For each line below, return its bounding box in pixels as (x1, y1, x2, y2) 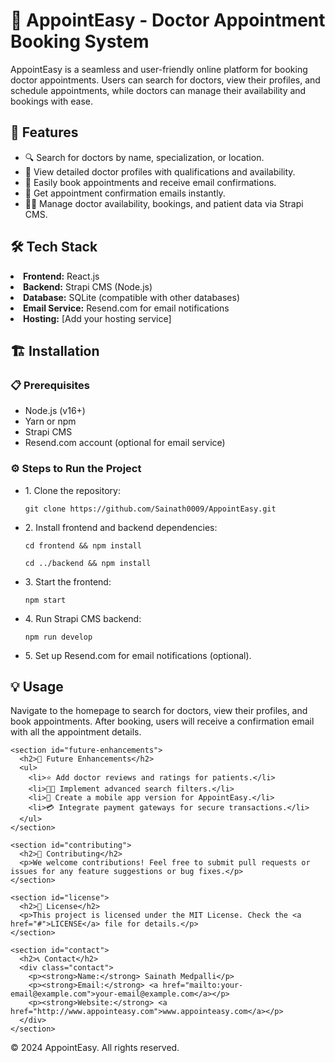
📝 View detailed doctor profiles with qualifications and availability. (24, 165, 296, 178)
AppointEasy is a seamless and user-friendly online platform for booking (10, 63, 308, 75)
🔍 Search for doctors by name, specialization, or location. (24, 151, 265, 163)
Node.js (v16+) (24, 405, 86, 417)
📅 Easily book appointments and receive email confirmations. (24, 176, 277, 188)
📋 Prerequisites (10, 378, 90, 392)
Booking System (10, 30, 150, 53)
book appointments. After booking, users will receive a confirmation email (10, 715, 315, 728)
